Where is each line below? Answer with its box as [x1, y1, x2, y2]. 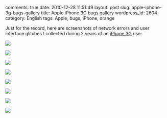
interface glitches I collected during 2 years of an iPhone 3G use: [5, 31, 142, 36]
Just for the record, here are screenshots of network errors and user [5, 25, 150, 31]
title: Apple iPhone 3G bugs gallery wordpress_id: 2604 [40, 10, 157, 16]
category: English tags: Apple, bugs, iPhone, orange [5, 15, 115, 21]
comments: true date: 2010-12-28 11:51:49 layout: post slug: [5, 5, 131, 10]
